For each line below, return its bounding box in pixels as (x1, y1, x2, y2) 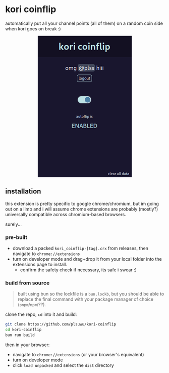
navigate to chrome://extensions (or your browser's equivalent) (12, 351, 144, 357)
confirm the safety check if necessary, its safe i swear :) (20, 267, 137, 273)
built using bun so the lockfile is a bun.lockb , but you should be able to (17, 291, 164, 297)
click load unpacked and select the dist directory (12, 362, 115, 368)
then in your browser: (5, 342, 50, 348)
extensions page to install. (12, 262, 67, 268)
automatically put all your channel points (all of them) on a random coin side (5, 20, 163, 26)
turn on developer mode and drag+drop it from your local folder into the (12, 256, 162, 262)
